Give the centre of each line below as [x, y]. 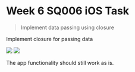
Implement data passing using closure [67, 27]
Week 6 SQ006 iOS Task [68, 11]
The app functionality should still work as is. [60, 62]
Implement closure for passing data [50, 39]
